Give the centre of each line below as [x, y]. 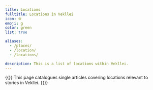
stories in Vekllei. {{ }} [27, 83]
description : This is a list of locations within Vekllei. [67, 64]
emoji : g [14, 23]
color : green [18, 28]
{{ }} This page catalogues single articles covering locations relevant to [77, 78]
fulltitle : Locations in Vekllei [39, 14]
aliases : [14, 41]
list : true [16, 32]
